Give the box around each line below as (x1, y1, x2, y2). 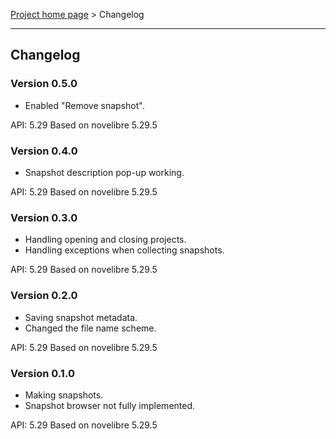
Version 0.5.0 (10, 77, 78, 91)
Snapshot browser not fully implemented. (24, 399, 196, 411)
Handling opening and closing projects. (24, 234, 187, 246)
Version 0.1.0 (10, 366, 75, 380)
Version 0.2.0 (10, 289, 78, 303)
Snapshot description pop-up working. (24, 166, 185, 178)
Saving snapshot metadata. (24, 311, 138, 323)
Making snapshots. (24, 389, 104, 401)
